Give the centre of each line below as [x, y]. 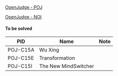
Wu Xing [49, 50]
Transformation [57, 58]
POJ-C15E [21, 58]
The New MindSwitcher [67, 66]
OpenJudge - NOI [23, 17]
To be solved [19, 28]
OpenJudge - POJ [24, 7]
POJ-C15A [21, 50]
